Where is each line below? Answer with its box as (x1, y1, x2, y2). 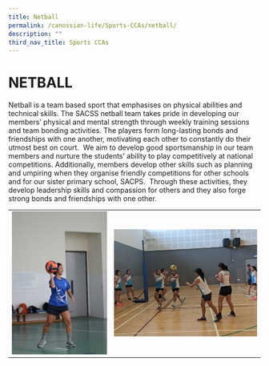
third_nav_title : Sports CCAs (8, 38, 110, 46)
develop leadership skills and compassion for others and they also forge (8, 185, 247, 195)
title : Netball (8, 13, 59, 21)
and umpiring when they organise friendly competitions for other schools (8, 168, 250, 178)
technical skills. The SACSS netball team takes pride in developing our (8, 109, 240, 119)
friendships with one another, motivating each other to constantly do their (8, 135, 251, 144)
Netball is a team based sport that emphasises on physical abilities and (8, 100, 243, 110)
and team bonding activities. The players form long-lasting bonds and (8, 126, 239, 135)
